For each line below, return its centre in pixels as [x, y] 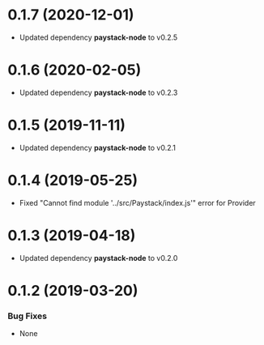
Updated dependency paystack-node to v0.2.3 [98, 92]
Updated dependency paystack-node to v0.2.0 [98, 258]
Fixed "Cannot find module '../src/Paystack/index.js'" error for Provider [137, 202]
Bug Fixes [28, 316]
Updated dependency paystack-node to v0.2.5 [98, 37]
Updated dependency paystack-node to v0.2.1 [97, 147]
